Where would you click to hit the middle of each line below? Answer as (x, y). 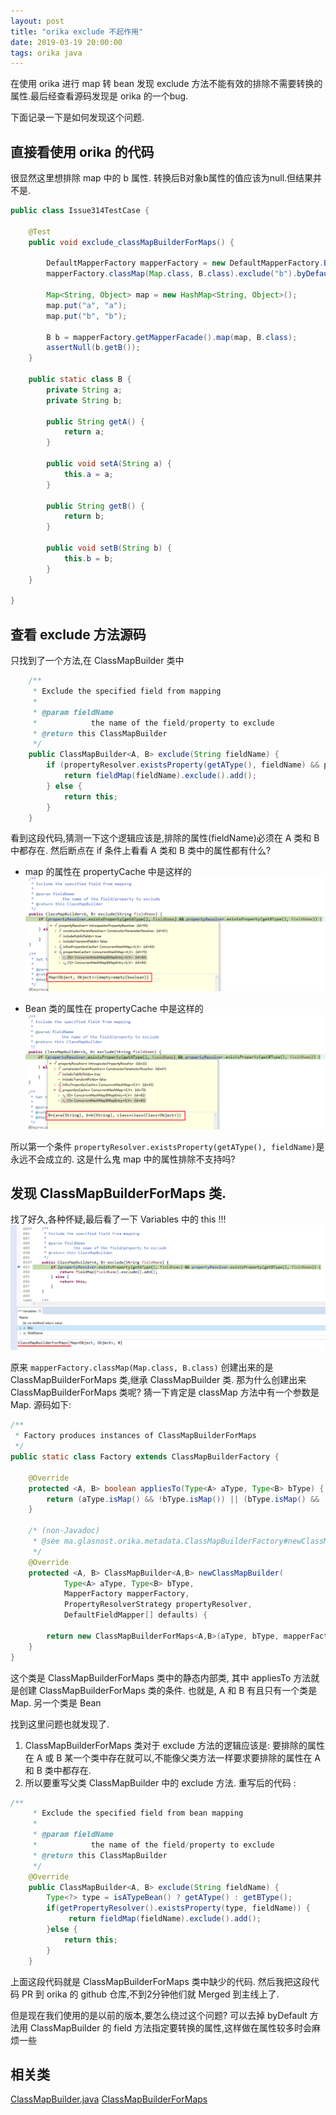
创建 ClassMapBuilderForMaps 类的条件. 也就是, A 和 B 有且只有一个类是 (168, 1690)
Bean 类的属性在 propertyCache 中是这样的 (114, 1009)
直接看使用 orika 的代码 (82, 151)
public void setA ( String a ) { (109, 464)
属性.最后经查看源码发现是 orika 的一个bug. (99, 96)
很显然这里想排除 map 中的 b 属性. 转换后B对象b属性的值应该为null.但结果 (162, 178)
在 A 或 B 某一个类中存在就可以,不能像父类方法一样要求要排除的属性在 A (172, 1757)
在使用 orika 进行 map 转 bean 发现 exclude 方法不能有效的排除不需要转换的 (166, 84)
